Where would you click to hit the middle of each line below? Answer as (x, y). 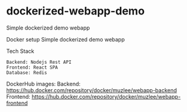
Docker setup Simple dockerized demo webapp (66, 39)
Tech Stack (20, 51)
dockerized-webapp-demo (76, 11)
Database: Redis (27, 73)
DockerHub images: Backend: (43, 84)
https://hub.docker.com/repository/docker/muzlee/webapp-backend (92, 90)
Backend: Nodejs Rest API (39, 62)
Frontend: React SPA (32, 67)
